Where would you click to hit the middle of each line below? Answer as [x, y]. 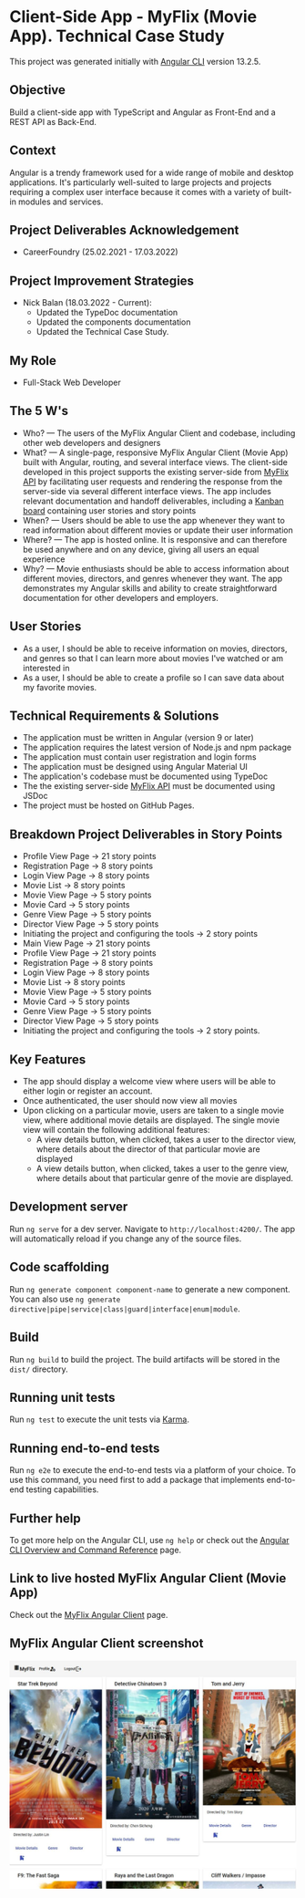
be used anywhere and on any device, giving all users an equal [141, 549]
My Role [33, 361]
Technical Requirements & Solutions [114, 716]
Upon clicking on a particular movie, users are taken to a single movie [153, 1111]
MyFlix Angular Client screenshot [107, 1644]
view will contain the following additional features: [117, 1130]
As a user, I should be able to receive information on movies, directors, [155, 648]
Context [33, 151]
